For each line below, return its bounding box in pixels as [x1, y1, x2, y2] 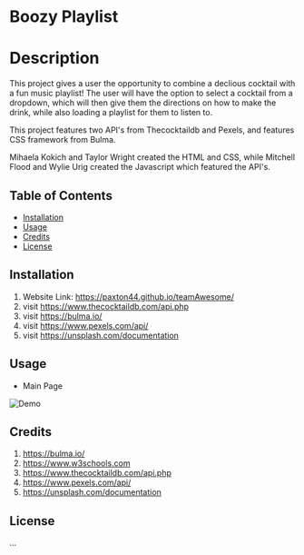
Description [9, 48, 100, 69]
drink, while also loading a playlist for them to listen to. [9, 107, 213, 118]
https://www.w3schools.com [22, 458, 131, 469]
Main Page [22, 380, 64, 391]
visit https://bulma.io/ [22, 311, 103, 322]
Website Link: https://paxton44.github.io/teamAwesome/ [22, 291, 234, 302]
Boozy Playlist [9, 6, 119, 27]
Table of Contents [9, 188, 113, 203]
